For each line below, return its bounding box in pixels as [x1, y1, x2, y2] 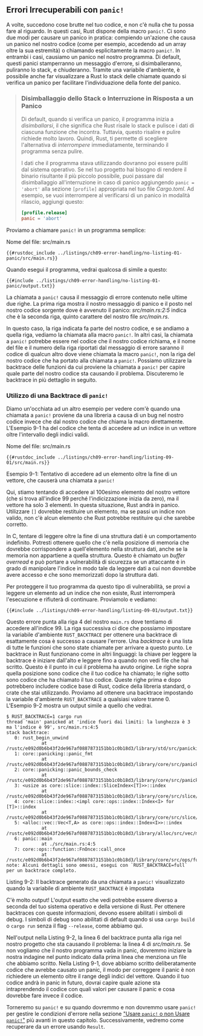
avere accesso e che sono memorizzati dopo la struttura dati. [6, 571, 159, 579]
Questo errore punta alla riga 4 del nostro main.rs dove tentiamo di [6, 618, 173, 625]
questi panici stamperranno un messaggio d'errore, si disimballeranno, [6, 59, 182, 67]
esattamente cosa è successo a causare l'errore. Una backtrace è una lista [6, 637, 193, 645]
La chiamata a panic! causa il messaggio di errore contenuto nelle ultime [6, 294, 187, 301]
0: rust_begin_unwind [14, 735, 69, 741]
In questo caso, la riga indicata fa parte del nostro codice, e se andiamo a [6, 325, 189, 332]
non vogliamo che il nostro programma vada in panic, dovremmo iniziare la [6, 947, 192, 954]
